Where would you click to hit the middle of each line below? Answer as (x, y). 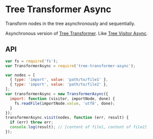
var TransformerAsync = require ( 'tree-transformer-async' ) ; (71, 66)
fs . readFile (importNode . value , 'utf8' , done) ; (65, 103)
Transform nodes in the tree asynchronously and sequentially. (70, 23)
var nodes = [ (20, 75)
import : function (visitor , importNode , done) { (62, 99)
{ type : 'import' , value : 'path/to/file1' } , (59, 80)
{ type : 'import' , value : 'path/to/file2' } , (59, 85)
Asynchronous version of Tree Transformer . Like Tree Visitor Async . (76, 33)
